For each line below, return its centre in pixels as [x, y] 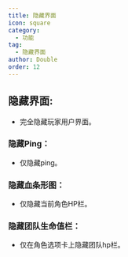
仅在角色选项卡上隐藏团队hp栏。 [72, 245]
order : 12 [24, 67]
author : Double [33, 60]
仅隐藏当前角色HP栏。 [55, 204]
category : [24, 30]
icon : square [29, 23]
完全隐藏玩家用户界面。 [57, 121]
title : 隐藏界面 [32, 15]
